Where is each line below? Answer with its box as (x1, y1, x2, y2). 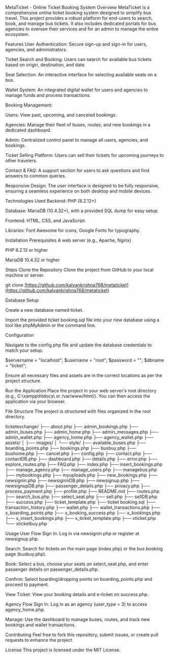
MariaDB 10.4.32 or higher (5, 257, 60, 263)
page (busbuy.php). (5, 551, 47, 557)
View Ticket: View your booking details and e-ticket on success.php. (5, 591, 149, 597)
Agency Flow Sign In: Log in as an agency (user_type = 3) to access (5, 601, 148, 607)
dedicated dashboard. (5, 127, 52, 133)
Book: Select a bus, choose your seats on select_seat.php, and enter (5, 561, 149, 567)
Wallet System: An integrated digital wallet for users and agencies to (5, 87, 148, 93)
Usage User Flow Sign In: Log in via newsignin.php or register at (5, 531, 140, 536)
